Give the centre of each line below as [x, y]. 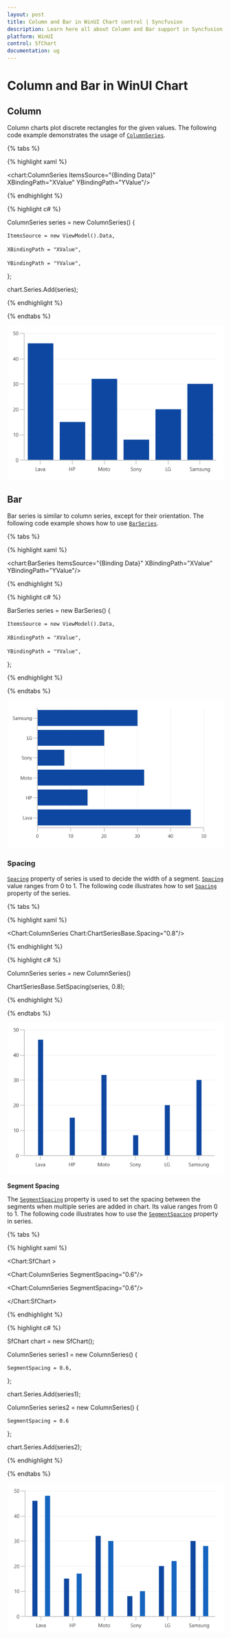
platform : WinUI [30, 36]
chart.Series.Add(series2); [45, 1447]
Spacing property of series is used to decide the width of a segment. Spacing [115, 879]
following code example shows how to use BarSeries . [83, 523]
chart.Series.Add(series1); [44, 1394]
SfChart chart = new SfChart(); [51, 1341]
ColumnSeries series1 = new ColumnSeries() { [73, 1354]
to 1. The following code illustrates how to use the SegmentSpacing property [113, 1214]
